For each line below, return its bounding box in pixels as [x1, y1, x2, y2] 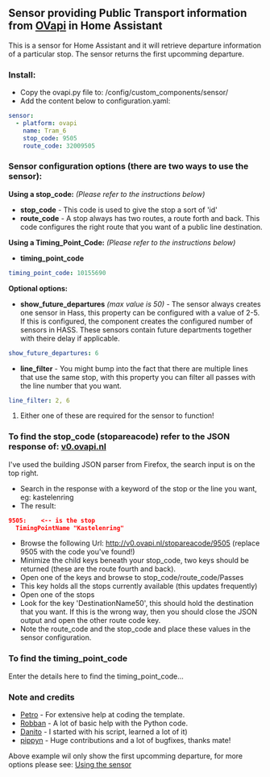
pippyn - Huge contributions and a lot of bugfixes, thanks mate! [19, 736, 231, 746]
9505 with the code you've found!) [19, 547, 135, 557]
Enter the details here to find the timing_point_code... [8, 671, 184, 681]
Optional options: [8, 283, 69, 293]
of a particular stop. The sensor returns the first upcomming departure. [8, 48, 244, 59]
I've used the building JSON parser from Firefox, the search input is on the [8, 459, 255, 469]
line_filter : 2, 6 [8, 396, 70, 404]
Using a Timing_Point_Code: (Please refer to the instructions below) [8, 237, 236, 247]
